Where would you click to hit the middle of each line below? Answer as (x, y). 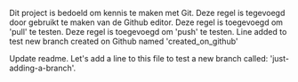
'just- (279, 58)
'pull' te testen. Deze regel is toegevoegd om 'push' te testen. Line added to (148, 32)
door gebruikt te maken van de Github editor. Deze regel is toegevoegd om (146, 22)
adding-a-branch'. (43, 68)
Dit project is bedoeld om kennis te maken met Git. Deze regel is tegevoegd (147, 13)
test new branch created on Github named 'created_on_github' (124, 41)
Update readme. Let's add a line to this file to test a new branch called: (139, 58)
